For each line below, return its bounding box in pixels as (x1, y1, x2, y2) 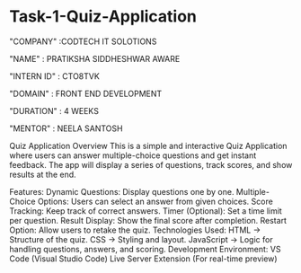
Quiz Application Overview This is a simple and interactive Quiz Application (9, 140, 288, 151)
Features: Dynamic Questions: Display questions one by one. (9, 186, 235, 197)
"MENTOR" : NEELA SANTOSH (9, 123, 123, 134)
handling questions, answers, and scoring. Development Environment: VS (9, 243, 281, 254)
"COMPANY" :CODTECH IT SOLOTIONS (9, 36, 157, 47)
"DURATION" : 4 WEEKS (9, 105, 99, 116)
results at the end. (9, 169, 76, 180)
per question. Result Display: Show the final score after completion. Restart (9, 215, 288, 225)
